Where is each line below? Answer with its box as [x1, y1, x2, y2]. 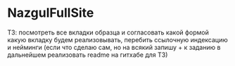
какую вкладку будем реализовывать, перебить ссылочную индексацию [7, 35, 229, 44]
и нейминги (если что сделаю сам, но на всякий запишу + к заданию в [7, 43, 221, 51]
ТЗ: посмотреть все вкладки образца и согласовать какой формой [7, 28, 210, 37]
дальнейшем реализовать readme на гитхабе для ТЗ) [7, 51, 168, 59]
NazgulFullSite [7, 5, 94, 21]
